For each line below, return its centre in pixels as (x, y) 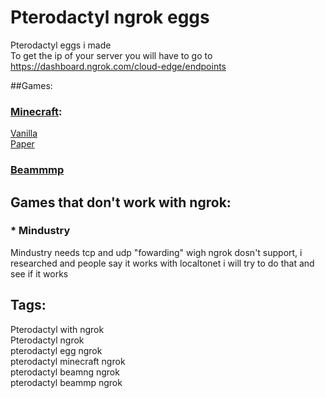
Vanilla (24, 133)
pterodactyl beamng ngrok (65, 372)
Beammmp (37, 170)
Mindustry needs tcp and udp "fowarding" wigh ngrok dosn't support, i (156, 252)
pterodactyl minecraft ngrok (68, 361)
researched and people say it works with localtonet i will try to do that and (162, 263)
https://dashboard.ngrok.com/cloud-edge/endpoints (118, 66)
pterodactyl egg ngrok (56, 350)
